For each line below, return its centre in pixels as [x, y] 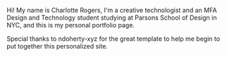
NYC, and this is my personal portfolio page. [71, 25]
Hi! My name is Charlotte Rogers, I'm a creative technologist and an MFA [112, 10]
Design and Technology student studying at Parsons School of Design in [112, 18]
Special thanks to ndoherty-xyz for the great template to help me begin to [113, 39]
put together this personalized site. [57, 46]
